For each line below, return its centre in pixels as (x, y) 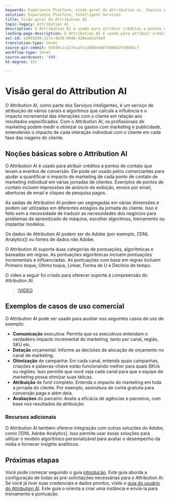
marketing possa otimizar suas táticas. (53, 377)
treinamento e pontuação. (32, 494)
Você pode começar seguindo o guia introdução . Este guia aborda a (76, 472)
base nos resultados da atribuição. (49, 404)
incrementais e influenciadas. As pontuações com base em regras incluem (83, 260)
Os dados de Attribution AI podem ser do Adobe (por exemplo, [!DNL (77, 234)
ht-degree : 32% (21, 62)
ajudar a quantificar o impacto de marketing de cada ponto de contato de (82, 176)
